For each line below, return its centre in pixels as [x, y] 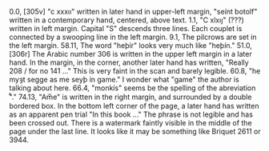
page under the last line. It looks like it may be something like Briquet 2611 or [135, 131]
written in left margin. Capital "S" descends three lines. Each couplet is [126, 28]
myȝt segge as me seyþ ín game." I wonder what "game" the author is [124, 79]
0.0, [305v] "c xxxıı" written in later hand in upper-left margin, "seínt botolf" [133, 12]
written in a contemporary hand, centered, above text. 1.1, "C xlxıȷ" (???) [127, 20]
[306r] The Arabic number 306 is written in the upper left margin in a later [130, 54]
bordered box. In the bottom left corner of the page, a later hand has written [134, 106]
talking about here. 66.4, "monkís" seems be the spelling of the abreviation [132, 88]
